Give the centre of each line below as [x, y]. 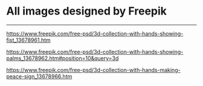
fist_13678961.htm [29, 40]
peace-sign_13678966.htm [39, 76]
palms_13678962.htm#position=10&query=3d [63, 58]
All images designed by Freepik [87, 11]
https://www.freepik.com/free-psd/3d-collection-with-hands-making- [93, 70]
